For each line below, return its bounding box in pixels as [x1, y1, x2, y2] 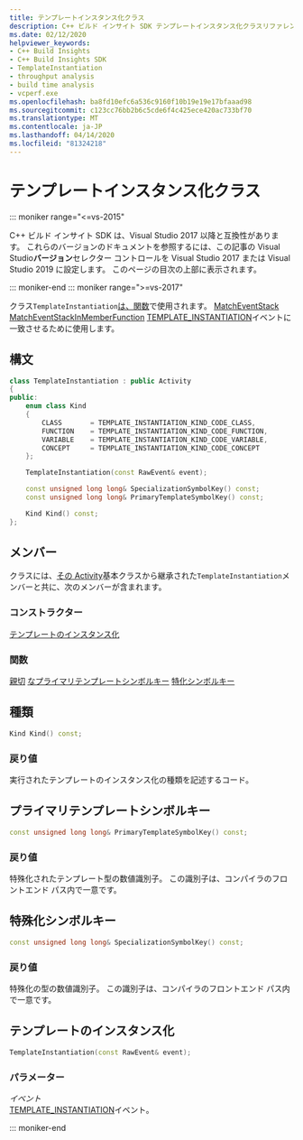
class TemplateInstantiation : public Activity [9, 376, 192, 385]
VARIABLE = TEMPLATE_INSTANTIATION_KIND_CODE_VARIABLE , [41, 435, 269, 444]
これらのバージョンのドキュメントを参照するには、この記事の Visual [26, 241, 281, 252]
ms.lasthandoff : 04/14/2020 [9, 131, 115, 140]
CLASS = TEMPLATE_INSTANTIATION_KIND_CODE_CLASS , [41, 418, 256, 427]
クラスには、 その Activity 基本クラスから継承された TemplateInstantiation [9, 570, 282, 581]
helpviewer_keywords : [9, 38, 91, 48]
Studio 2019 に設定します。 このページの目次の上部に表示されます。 [9, 264, 262, 274]
